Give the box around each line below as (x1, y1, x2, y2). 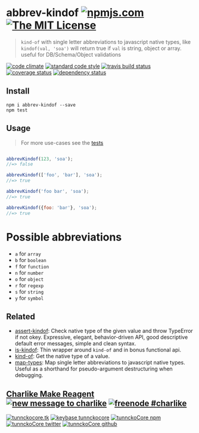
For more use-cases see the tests (20, 139, 104, 146)
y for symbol (14, 294, 44, 301)
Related (6, 311, 36, 322)
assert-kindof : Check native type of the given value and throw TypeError (14, 328, 194, 335)
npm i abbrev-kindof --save (6, 102, 76, 108)
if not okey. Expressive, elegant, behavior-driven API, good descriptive (14, 334, 188, 341)
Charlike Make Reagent (6, 389, 95, 399)
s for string (14, 288, 44, 295)
